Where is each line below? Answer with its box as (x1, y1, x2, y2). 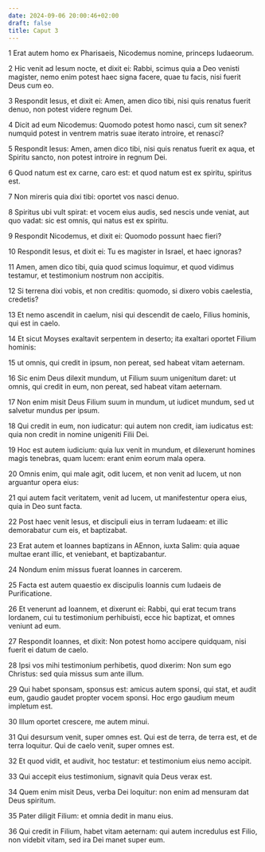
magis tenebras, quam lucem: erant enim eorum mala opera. (8, 454, 206, 463)
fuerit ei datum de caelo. (8, 645, 89, 655)
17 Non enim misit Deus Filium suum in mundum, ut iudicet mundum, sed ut (8, 397, 255, 407)
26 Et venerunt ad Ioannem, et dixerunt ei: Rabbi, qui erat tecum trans (8, 604, 236, 614)
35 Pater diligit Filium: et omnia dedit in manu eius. (8, 811, 173, 821)
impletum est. (8, 701, 53, 711)
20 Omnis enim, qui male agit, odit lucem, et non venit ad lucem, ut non (8, 469, 242, 479)
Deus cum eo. (8, 81, 54, 90)
